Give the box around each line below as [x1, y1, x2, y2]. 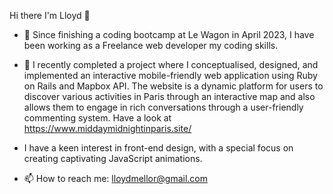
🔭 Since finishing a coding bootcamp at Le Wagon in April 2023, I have [23, 29, 315, 40]
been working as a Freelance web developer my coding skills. [23, 40, 279, 51]
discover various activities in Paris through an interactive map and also [23, 91, 316, 102]
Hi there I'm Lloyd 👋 [9, 10, 91, 21]
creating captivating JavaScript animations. [23, 153, 203, 164]
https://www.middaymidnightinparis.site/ [23, 123, 192, 134]
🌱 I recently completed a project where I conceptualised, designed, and [23, 59, 319, 70]
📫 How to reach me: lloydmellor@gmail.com [23, 173, 208, 184]
